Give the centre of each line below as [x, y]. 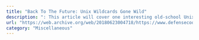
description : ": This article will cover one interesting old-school [94, 17]
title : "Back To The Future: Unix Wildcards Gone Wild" [76, 11]
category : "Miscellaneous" [39, 28]
